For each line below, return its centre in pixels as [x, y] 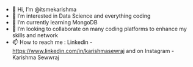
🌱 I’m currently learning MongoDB [55, 22]
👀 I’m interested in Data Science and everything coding [81, 16]
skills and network [35, 35]
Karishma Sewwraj [35, 57]
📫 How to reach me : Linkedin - [52, 42]
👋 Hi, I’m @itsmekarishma [44, 9]
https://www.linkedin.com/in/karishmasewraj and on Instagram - [93, 51]
